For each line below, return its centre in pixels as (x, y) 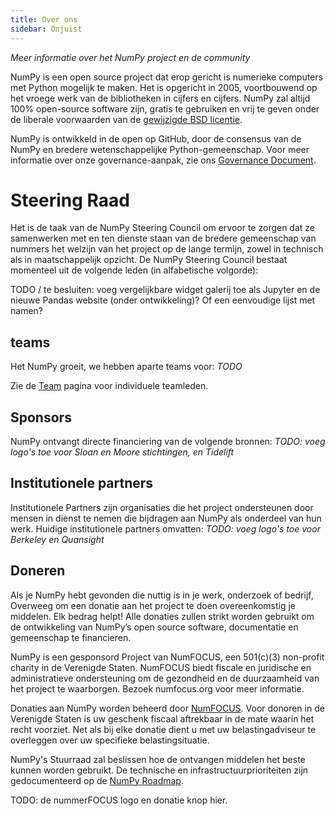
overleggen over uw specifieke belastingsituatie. (110, 740)
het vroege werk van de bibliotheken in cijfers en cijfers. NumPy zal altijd (160, 98)
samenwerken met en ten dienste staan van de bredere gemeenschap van (163, 238)
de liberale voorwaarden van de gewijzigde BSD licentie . (126, 119)
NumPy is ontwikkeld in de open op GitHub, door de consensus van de (156, 138)
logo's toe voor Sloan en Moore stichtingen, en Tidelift (122, 452)
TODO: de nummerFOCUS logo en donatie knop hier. (119, 800)
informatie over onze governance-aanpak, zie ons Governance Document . (163, 160)
